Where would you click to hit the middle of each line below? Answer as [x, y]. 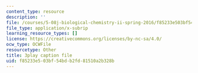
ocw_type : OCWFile [29, 45]
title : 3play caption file [39, 55]
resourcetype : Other [32, 50]
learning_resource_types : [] [42, 34]
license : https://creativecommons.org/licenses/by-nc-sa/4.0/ [84, 39]
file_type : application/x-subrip [47, 28]
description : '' [26, 17]
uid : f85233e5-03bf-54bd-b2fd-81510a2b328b [60, 61]
